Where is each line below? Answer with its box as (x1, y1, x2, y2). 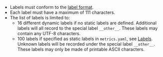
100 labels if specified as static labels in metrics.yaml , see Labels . (17, 36, 153, 42)
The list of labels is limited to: (9, 15, 70, 20)
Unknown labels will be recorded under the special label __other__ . (17, 41, 156, 47)
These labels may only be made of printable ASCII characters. (17, 47, 145, 52)
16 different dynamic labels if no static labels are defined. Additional (17, 20, 157, 26)
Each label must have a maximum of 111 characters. (9, 9, 116, 15)
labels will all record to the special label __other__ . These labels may (17, 25, 158, 31)
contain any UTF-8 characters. (17, 31, 81, 36)
